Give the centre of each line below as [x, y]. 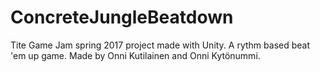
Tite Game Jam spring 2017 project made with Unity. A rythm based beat [160, 45]
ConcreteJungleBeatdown [122, 17]
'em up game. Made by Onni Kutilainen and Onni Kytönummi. [135, 55]
